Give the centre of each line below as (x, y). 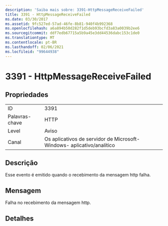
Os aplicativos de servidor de (79, 139)
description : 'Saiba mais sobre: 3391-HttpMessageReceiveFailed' (74, 10)
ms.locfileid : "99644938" (32, 51)
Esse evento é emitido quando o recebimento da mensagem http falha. (78, 175)
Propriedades (27, 95)
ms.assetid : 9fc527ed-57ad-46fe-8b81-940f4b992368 (59, 24)
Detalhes (19, 218)
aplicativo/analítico (93, 145)
